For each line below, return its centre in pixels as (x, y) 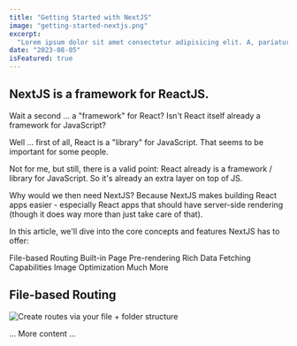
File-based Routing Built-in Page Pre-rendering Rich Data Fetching (130, 258)
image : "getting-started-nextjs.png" (79, 26)
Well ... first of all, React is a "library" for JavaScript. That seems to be (136, 142)
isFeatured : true (41, 58)
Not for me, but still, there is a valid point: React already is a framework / (141, 168)
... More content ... (43, 334)
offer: (19, 241)
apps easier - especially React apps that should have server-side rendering (146, 204)
